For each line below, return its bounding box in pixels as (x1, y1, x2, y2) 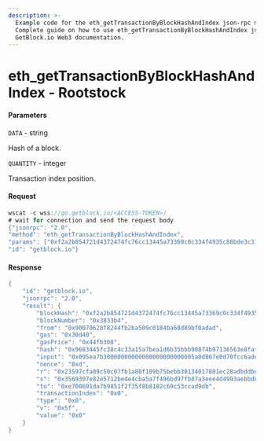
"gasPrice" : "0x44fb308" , (36, 339, 122, 347)
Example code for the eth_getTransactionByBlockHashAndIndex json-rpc (15, 19, 251, 27)
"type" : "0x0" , (36, 397, 86, 405)
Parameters (8, 111, 47, 120)
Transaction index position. (8, 174, 96, 183)
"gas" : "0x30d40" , (36, 331, 97, 339)
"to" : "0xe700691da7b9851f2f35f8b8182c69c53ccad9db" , (36, 382, 216, 390)
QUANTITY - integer (8, 158, 67, 167)
